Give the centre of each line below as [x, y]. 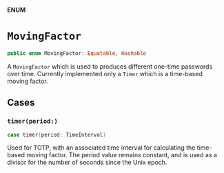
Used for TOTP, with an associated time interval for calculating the [101, 148]
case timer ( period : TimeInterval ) [57, 135]
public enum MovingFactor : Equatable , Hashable [77, 53]
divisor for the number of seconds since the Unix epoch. [87, 162]
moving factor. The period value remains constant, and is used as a [122, 155]
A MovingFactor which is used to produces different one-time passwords [110, 66]
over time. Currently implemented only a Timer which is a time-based [105, 73]
